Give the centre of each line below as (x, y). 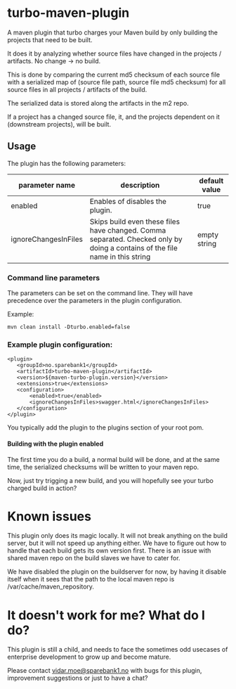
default (211, 181)
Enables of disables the (128, 201)
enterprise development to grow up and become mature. (89, 657)
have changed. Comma (128, 230)
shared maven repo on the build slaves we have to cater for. (94, 558)
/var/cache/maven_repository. (51, 587)
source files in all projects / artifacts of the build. (77, 89)
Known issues (49, 516)
